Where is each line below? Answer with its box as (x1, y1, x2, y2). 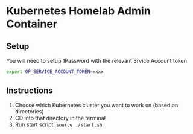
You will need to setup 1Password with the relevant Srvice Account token (6, 57, 187, 64)
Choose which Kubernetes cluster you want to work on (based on (14, 101, 179, 109)
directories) (14, 107, 44, 115)
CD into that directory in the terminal (14, 114, 106, 121)
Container (6, 17, 58, 31)
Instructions (6, 86, 53, 96)
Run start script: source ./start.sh (14, 121, 103, 128)
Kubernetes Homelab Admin (6, 4, 151, 18)
